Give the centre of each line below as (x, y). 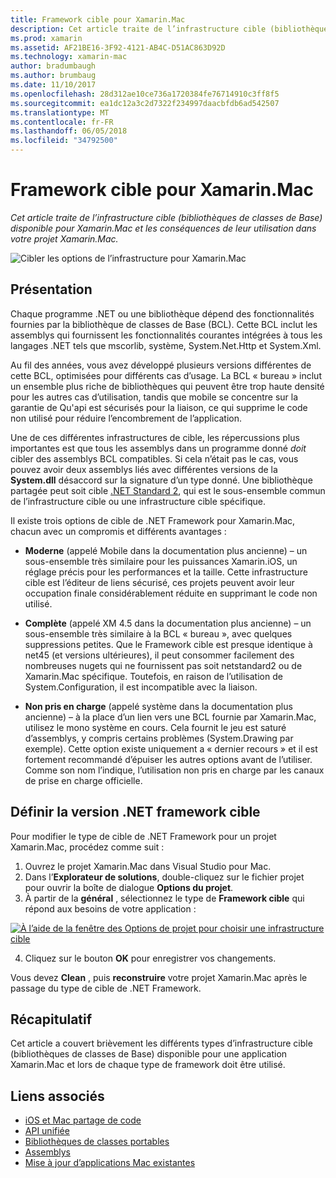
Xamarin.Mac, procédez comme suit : (87, 847)
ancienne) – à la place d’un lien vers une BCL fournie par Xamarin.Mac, (170, 717)
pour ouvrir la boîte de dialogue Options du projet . (129, 887)
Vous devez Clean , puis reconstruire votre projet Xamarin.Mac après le (159, 977)
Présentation (51, 289)
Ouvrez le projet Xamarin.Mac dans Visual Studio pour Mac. (148, 866)
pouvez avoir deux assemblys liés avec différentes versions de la (144, 469)
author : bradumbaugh (53, 66)
